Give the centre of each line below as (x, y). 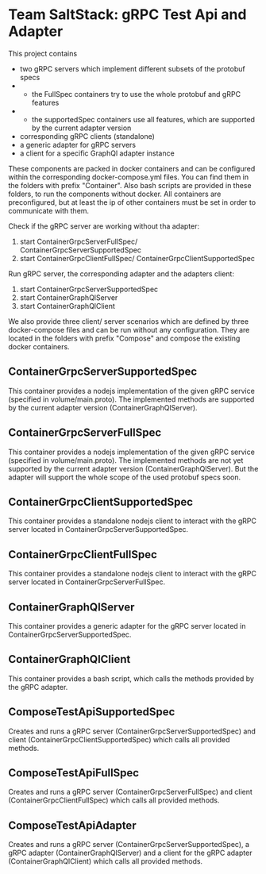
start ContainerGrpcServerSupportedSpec (89, 289)
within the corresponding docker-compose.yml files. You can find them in (129, 177)
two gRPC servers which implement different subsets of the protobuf (132, 68)
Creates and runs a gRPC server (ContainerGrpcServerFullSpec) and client (130, 792)
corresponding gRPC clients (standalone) (87, 136)
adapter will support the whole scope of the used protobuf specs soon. (125, 477)
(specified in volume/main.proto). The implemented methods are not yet (126, 460)
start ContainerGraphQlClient (67, 306)
